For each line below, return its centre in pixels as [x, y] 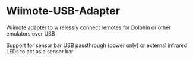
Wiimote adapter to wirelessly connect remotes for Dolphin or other [88, 27]
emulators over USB [31, 33]
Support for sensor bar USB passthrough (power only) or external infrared [97, 45]
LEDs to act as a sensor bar [40, 51]
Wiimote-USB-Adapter [63, 11]
